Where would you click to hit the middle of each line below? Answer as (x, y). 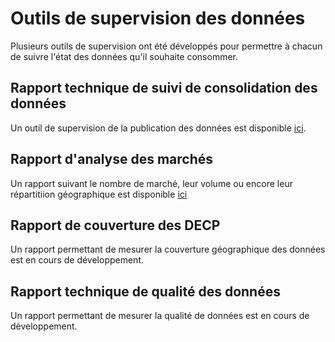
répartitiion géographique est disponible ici (99, 194)
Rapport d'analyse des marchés (112, 159)
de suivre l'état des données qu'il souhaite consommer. (124, 56)
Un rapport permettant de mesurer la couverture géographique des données (168, 249)
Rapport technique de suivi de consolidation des (164, 88)
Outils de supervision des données (158, 18)
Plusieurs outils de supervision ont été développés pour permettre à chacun (166, 46)
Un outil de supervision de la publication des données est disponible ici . (158, 128)
